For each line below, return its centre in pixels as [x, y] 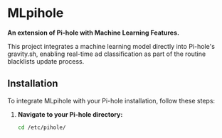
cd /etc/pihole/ [42, 127]
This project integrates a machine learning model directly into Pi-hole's [111, 46]
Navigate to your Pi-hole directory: [70, 114]
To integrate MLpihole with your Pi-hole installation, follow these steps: [111, 100]
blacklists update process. [46, 61]
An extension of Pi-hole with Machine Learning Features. [94, 33]
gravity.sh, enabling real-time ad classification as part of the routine [107, 54]
